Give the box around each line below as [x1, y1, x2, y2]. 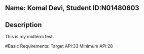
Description [5, 21, 42, 29]
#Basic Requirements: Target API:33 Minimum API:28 [5, 43, 113, 49]
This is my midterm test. [5, 34, 54, 40]
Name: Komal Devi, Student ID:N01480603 [5, 4, 140, 12]
